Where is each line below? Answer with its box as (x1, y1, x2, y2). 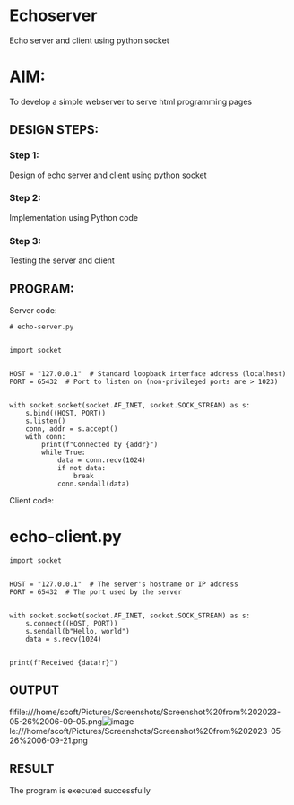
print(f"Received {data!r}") (9, 658, 118, 667)
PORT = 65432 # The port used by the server (9, 587, 182, 597)
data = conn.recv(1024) (56, 455, 146, 465)
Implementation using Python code (9, 212, 139, 223)
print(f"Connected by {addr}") (41, 440, 159, 449)
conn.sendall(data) (56, 479, 130, 488)
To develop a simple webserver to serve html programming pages (9, 96, 253, 107)
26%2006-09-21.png (9, 735, 88, 746)
